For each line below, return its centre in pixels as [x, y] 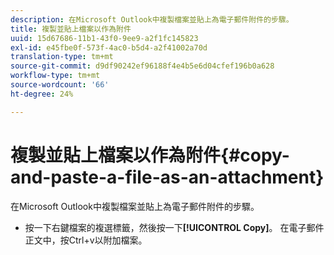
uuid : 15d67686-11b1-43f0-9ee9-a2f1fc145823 [104, 38]
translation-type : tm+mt [62, 57]
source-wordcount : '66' [60, 85]
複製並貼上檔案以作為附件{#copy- [150, 155]
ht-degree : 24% [42, 94]
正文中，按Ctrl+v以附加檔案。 [86, 240]
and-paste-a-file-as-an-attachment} [167, 177]
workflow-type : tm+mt [55, 76]
